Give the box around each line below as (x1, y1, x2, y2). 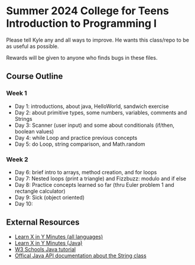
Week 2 (6, 155, 28, 164)
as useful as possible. (6, 43, 59, 50)
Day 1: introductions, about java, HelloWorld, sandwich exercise (14, 103, 170, 110)
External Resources (6, 218, 80, 228)
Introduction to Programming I (6, 17, 157, 30)
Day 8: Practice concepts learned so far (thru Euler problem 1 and (14, 181, 174, 188)
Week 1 (6, 89, 28, 97)
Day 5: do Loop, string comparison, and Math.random (14, 141, 146, 148)
